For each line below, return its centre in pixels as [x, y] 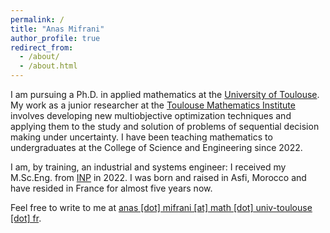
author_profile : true [55, 38]
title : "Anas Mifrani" [57, 29]
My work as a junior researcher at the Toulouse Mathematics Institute [153, 105]
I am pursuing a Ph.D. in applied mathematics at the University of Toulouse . [165, 94]
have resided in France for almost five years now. [111, 188]
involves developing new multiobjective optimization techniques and [151, 115]
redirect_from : [42, 47]
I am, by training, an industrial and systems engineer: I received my [148, 167]
